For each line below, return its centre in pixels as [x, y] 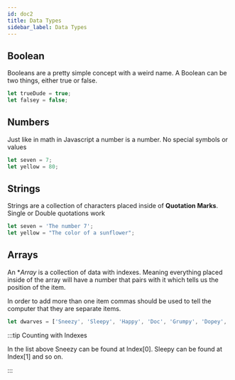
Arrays [23, 255]
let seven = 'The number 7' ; [50, 227]
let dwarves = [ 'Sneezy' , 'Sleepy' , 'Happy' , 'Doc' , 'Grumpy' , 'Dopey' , [117, 321]
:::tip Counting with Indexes [47, 335]
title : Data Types [34, 21]
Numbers [28, 123]
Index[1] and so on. [35, 357]
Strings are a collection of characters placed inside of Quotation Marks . [113, 206]
